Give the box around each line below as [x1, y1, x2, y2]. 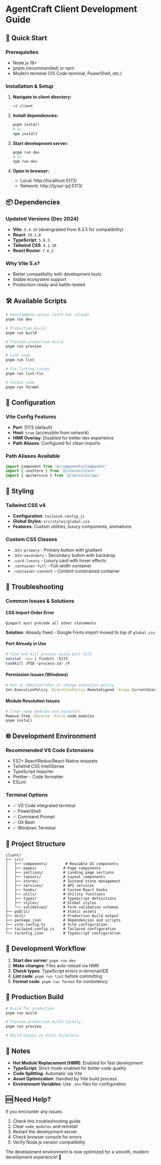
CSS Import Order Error [5, 610, 54, 615]
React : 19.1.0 [12, 231, 41, 237]
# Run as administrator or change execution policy [5, 682, 114, 687]
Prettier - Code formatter [12, 774, 64, 779]
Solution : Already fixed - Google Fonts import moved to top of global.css [5, 629, 156, 635]
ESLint [12, 779, 26, 785]
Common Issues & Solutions [5, 597, 75, 604]
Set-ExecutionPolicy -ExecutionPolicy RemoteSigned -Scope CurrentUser [5, 687, 156, 692]
